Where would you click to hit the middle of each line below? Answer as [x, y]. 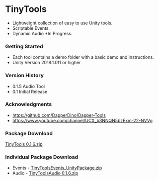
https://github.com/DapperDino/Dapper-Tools [59, 115]
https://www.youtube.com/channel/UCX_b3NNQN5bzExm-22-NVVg [82, 120]
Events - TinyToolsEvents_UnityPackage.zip [57, 168]
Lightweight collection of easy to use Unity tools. [62, 23]
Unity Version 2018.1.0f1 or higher [46, 63]
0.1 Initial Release [30, 91]
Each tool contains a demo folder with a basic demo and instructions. [83, 57]
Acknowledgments [29, 104]
